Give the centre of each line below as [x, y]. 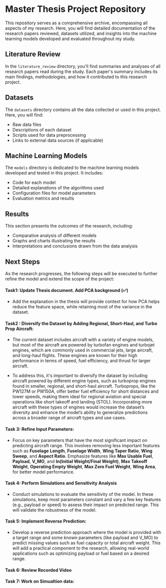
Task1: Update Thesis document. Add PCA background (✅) [67, 290]
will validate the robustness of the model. [54, 510]
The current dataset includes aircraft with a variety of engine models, [83, 340]
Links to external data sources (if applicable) [58, 140]
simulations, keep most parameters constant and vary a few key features [86, 499]
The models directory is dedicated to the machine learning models [72, 168]
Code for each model [34, 182]
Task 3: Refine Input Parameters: [40, 429]
